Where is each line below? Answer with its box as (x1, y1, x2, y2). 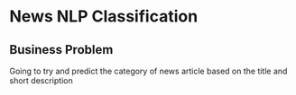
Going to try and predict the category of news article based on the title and (9, 65, 288, 76)
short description (9, 75, 74, 86)
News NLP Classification (9, 6, 199, 27)
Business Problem (9, 42, 114, 57)
